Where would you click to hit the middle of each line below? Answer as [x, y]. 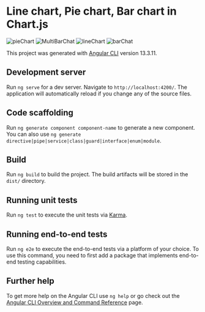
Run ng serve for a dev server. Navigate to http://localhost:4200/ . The [97, 87]
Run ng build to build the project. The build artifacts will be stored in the [97, 174]
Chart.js [28, 24]
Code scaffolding [40, 113]
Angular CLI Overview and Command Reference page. [75, 302]
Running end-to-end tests [57, 234]
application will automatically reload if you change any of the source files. [99, 94]
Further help [31, 281]
